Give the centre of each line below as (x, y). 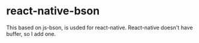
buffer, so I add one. (31, 33)
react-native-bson (53, 11)
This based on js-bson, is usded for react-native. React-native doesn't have (99, 27)
